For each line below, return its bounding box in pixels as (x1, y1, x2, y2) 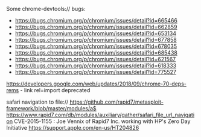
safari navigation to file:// (6, 98, 69, 105)
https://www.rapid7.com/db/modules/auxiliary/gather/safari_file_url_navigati (6, 112, 195, 118)
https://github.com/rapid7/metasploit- (69, 98, 164, 105)
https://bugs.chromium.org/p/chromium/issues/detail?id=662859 (14, 24, 177, 30)
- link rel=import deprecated (20, 87, 91, 93)
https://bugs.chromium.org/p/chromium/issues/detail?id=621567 (14, 56, 176, 62)
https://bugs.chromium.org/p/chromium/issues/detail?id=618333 (14, 62, 177, 69)
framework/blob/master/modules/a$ (6, 105, 97, 112)
